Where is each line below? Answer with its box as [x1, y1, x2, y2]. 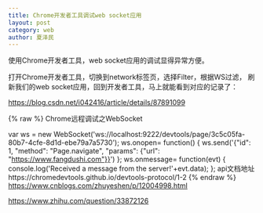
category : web [8, 26, 55, 34]
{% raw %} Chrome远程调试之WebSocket [8, 114, 143, 124]
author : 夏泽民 [8, 33, 54, 42]
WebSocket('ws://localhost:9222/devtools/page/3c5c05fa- [53, 130, 246, 139]
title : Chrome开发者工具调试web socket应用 [8, 11, 142, 20]
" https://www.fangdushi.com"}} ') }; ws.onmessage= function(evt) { [8, 154, 226, 164]
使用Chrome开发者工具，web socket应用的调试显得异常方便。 [8, 56, 210, 65]
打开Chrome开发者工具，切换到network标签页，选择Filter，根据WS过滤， [8, 72, 247, 82]
